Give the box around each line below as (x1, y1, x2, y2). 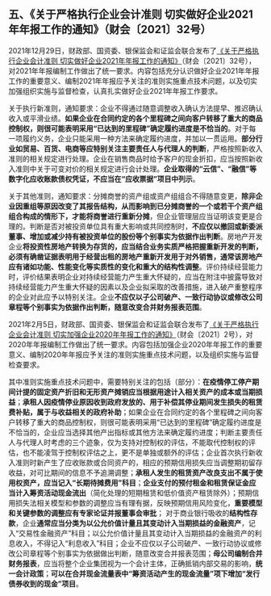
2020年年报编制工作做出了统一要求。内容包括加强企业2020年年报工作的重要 (8, 339, 263, 349)
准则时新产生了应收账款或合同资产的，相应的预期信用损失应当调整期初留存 (15, 457, 263, 467)
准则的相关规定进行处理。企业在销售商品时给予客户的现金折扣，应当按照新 (8, 153, 256, 163)
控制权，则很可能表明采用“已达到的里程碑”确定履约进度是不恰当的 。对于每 (8, 124, 256, 133)
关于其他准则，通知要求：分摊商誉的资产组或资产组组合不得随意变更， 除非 (8, 191, 256, 200)
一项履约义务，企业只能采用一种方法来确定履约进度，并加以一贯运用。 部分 (8, 133, 256, 143)
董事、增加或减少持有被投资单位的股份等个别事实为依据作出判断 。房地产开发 (8, 231, 263, 241)
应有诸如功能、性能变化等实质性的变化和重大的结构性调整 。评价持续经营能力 (8, 262, 263, 271)
